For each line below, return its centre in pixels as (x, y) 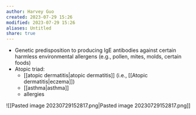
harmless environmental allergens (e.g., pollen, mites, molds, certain (98, 57)
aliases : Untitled (29, 28)
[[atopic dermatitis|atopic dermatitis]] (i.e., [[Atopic (86, 75)
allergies (34, 94)
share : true (21, 34)
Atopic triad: (30, 69)
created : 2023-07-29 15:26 (39, 17)
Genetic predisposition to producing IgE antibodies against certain (95, 50)
